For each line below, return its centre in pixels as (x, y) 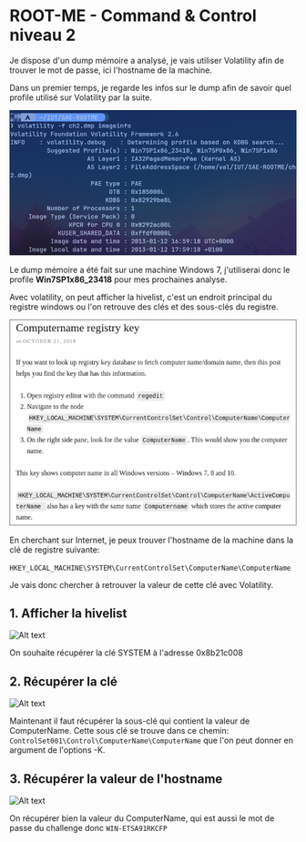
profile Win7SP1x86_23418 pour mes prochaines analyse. (118, 279)
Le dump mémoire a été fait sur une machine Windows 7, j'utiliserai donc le (150, 269)
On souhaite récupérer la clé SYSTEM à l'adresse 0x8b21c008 (126, 653)
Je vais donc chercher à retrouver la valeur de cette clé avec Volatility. (142, 584)
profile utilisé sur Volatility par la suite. (81, 97)
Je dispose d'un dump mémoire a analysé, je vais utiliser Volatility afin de (147, 60)
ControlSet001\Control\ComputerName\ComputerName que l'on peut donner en (152, 741)
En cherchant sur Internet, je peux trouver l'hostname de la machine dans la (152, 540)
